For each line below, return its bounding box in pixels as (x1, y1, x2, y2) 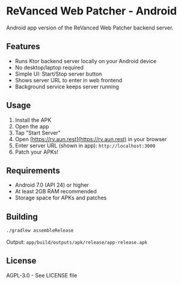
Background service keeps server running (14, 83, 119, 90)
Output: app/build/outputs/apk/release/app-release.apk (6, 238, 148, 246)
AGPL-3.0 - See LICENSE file (6, 271, 78, 279)
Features (6, 41, 40, 52)
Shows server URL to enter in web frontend (14, 76, 123, 83)
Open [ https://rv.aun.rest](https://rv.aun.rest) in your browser (14, 135, 167, 142)
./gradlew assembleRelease (6, 228, 74, 234)
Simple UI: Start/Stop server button (14, 70, 102, 77)
